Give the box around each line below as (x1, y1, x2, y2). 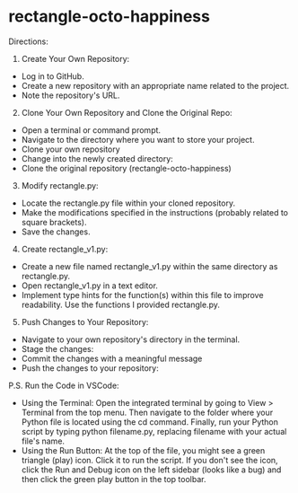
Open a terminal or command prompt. (21, 124, 162, 136)
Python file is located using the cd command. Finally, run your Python (21, 416, 279, 427)
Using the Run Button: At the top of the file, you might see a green (21, 445, 266, 455)
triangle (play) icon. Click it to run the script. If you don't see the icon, (21, 454, 279, 465)
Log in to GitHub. (21, 70, 84, 82)
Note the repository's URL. (21, 90, 120, 101)
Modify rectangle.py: (21, 180, 100, 190)
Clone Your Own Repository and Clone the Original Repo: (21, 107, 232, 118)
